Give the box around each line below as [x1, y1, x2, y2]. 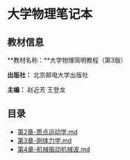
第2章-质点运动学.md [17, 127, 78, 136]
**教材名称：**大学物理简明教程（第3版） [7, 56, 127, 64]
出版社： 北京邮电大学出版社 [7, 71, 88, 79]
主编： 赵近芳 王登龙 [7, 86, 66, 94]
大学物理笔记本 [7, 6, 93, 22]
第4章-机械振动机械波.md [17, 145, 90, 153]
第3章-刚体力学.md [17, 136, 72, 145]
